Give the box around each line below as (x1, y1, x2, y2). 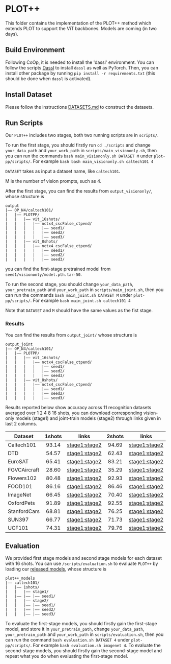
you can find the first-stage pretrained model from (5, 266, 111, 272)
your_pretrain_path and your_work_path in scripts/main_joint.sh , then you (5, 287, 164, 293)
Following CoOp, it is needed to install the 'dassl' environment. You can (5, 59, 154, 65)
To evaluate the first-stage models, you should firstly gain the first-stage (5, 621, 157, 627)
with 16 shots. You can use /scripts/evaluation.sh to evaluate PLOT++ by (5, 560, 158, 567)
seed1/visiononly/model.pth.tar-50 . (5, 271, 82, 277)
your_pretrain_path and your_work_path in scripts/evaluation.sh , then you (5, 631, 164, 637)
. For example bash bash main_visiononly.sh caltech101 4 (30, 158, 154, 164)
